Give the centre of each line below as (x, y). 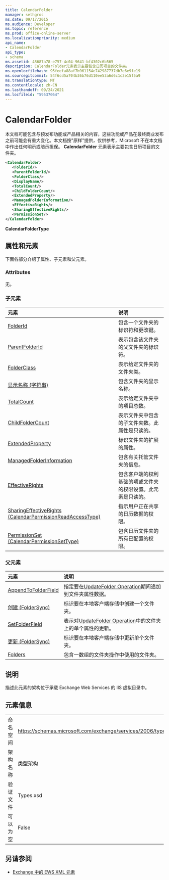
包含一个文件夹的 (138, 322)
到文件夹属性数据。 (86, 594)
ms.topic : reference (27, 29)
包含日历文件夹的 (138, 531)
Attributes (18, 272)
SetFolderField (25, 624)
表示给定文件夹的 (138, 364)
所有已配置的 (133, 539)
